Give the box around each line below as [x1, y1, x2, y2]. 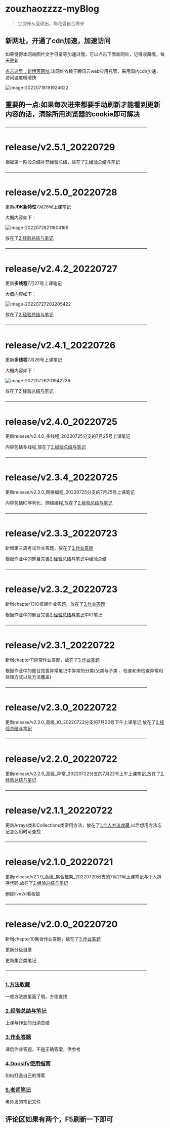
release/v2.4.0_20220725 [5, 416, 118, 427]
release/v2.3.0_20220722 [5, 702, 117, 713]
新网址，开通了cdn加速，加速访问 [5, 36, 111, 46]
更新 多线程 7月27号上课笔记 [5, 280, 62, 286]
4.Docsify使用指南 [5, 1060, 51, 1067]
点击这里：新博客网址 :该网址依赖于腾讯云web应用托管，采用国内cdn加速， [5, 68, 161, 74]
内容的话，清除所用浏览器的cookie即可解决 [5, 110, 140, 119]
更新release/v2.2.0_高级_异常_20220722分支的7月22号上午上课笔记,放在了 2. [5, 771, 164, 777]
